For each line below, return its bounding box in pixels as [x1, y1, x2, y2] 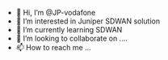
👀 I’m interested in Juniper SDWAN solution [15, 16, 161, 26]
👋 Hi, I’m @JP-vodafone [15, 8, 96, 17]
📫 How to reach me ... [15, 43, 91, 52]
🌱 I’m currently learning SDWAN [15, 25, 123, 34]
